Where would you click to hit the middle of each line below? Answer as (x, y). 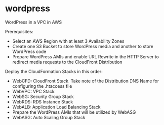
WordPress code (29, 51)
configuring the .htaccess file (42, 86)
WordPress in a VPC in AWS (34, 22)
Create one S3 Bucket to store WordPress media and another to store (83, 46)
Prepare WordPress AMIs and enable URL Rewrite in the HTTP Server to (85, 56)
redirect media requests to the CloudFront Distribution (67, 62)
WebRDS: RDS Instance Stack (42, 101)
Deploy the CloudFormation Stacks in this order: (54, 71)
